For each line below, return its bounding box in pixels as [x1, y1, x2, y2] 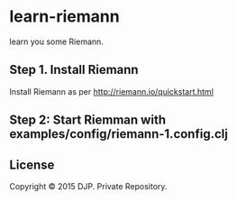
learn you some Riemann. [9, 36, 104, 47]
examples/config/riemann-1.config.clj [9, 126, 228, 142]
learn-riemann [9, 6, 120, 27]
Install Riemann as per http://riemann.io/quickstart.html [9, 86, 214, 96]
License [9, 157, 55, 172]
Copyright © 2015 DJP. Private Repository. [9, 180, 168, 191]
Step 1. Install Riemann [9, 62, 139, 78]
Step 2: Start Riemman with [9, 113, 167, 128]
